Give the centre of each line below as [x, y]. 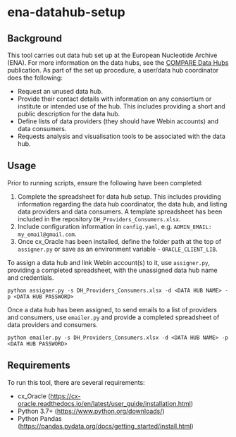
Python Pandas [39, 418]
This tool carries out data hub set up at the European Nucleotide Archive [112, 55]
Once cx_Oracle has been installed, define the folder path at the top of [119, 241]
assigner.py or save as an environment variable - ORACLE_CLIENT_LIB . [118, 249]
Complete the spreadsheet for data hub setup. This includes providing [119, 196]
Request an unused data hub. [60, 91]
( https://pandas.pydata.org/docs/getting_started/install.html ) [105, 426]
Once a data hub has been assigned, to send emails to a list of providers [112, 309]
